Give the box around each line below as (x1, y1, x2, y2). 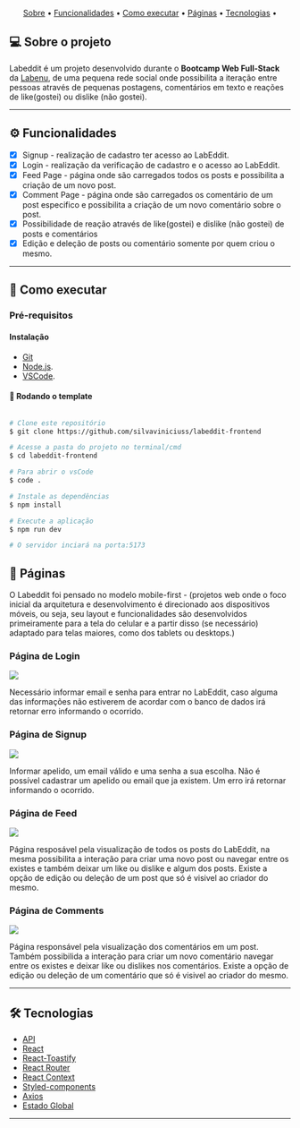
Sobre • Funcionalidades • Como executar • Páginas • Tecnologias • (22, 8, 278, 18)
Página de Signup (9, 729, 87, 741)
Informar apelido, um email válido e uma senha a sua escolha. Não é (9, 765, 261, 776)
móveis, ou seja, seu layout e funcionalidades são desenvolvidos (9, 609, 247, 620)
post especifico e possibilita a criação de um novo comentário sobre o (21, 199, 281, 209)
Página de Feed (9, 807, 78, 819)
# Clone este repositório (9, 418, 105, 428)
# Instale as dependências (9, 491, 110, 500)
